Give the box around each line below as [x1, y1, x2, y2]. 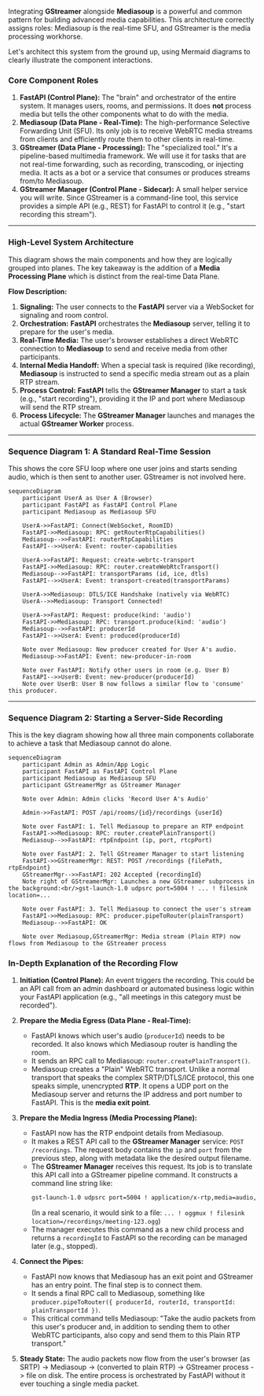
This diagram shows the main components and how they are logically [8, 255, 233, 264]
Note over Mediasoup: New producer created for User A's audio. [22, 645, 237, 654]
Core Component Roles [8, 75, 99, 86]
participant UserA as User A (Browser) [22, 494, 153, 502]
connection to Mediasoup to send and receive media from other [19, 344, 228, 353]
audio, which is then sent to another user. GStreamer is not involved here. [8, 472, 246, 481]
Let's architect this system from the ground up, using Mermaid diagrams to [8, 47, 251, 56]
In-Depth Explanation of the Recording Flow [8, 958, 178, 969]
